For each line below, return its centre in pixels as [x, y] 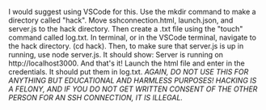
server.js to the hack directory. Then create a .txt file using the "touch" [126, 29]
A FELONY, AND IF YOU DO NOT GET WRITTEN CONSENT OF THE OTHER [133, 89]
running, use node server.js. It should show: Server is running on [116, 55]
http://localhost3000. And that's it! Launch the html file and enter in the [127, 63]
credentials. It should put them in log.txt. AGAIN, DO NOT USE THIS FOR [129, 72]
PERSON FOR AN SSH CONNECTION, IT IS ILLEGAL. [96, 97]
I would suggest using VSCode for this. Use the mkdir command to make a [132, 12]
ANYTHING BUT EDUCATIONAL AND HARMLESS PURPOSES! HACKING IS [133, 80]
